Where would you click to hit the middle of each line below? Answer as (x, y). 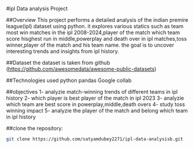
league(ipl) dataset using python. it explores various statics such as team (95, 26)
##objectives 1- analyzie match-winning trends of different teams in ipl (92, 92)
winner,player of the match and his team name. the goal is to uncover (90, 45)
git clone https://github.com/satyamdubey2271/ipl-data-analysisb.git (95, 139)
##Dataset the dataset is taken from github (58, 63)
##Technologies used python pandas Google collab (69, 80)
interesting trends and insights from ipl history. (63, 51)
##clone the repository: (35, 128)
